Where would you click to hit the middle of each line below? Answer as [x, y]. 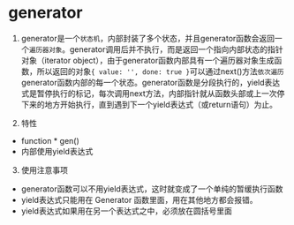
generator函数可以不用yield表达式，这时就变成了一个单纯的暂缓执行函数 [152, 189]
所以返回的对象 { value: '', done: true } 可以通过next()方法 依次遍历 [160, 71]
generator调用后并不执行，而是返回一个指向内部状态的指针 [176, 49]
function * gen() [50, 140]
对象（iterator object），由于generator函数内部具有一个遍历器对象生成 [147, 60]
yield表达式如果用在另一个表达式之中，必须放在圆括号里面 [127, 211]
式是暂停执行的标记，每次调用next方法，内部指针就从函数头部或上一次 [149, 93]
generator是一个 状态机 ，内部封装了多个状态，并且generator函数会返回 [148, 38]
